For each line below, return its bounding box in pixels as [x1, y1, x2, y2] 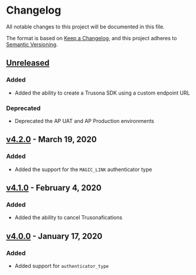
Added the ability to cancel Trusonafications [14, 214, 123, 221]
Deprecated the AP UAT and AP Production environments [14, 117, 155, 124]
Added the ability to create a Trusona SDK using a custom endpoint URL [14, 89, 190, 96]
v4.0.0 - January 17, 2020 [6, 231, 103, 241]
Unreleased [6, 58, 50, 68]
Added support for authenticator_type [14, 262, 109, 269]
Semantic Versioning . [6, 41, 58, 48]
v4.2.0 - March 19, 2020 [6, 134, 97, 145]
